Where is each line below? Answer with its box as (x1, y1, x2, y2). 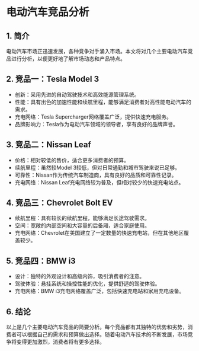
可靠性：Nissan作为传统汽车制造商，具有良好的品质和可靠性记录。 (14, 171, 177, 178)
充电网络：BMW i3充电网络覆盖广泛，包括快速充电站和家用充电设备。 (14, 288, 185, 295)
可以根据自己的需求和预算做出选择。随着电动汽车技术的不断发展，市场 (16, 331, 188, 338)
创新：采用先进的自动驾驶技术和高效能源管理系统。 (14, 91, 140, 98)
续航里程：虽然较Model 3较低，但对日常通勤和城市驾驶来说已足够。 (14, 164, 181, 171)
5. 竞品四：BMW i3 (6, 256, 76, 266)
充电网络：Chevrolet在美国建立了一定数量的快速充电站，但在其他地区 (14, 229, 184, 237)
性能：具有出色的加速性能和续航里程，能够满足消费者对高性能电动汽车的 (14, 98, 191, 106)
